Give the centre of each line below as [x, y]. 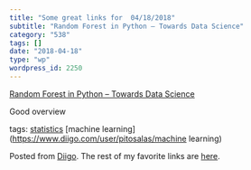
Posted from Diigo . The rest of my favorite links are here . [115, 156]
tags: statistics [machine [55, 128]
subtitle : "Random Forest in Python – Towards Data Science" [127, 26]
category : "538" [40, 34]
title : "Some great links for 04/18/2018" [93, 18]
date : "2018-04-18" [46, 52]
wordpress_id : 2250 [46, 69]
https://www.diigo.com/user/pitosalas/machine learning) [117, 138]
